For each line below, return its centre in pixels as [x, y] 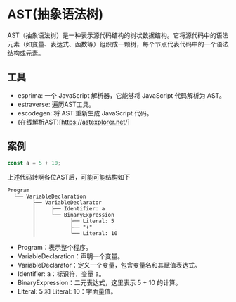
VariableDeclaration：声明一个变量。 [71, 256]
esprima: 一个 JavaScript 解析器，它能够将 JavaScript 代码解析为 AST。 [122, 95]
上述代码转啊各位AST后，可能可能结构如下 [69, 177]
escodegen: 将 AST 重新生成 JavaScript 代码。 [85, 113]
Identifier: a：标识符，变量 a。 [61, 274]
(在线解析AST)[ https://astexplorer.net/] [73, 122]
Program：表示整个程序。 [55, 248]
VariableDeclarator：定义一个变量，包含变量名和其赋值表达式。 [109, 265]
